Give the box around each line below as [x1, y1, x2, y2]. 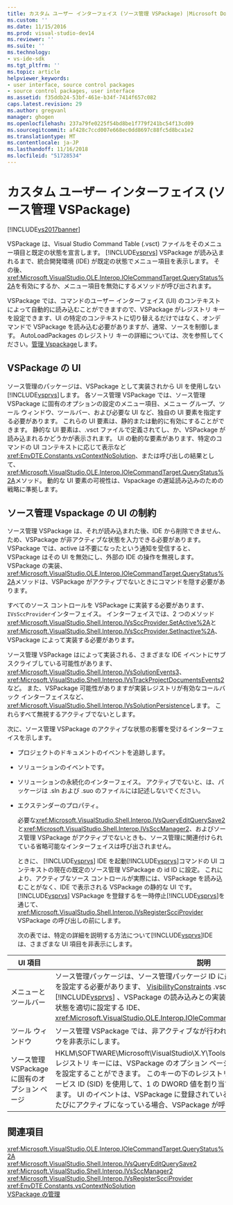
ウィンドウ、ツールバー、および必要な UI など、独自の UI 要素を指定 [20, 408, 216, 416]
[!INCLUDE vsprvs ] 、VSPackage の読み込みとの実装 [55, 992, 226, 1002]
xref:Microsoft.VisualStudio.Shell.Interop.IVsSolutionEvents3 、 [7, 668, 186, 676]
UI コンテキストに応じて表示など [33, 443, 126, 451]
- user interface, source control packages [7, 81, 135, 88]
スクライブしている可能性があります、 [7, 659, 116, 668]
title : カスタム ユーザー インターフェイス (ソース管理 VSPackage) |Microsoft [7, 10, 218, 17]
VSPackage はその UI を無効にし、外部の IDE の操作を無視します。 [7, 553, 198, 561]
